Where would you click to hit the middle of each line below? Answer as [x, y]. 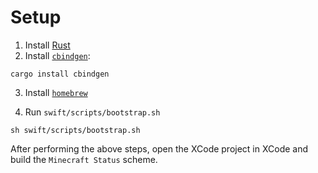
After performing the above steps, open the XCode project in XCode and [159, 148]
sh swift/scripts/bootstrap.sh [75, 130]
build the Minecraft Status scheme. [84, 159]
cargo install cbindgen [60, 74]
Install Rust [47, 45]
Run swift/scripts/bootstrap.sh [92, 112]
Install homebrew [56, 92]
